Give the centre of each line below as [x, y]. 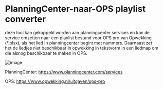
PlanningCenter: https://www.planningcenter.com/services [64, 72]
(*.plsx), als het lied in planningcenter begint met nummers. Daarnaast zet [79, 43]
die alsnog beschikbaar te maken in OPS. [46, 53]
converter [26, 19]
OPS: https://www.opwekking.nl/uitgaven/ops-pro [55, 81]
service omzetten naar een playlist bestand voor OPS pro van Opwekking [78, 38]
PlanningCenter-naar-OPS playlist [75, 9]
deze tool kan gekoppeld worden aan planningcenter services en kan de [77, 32]
